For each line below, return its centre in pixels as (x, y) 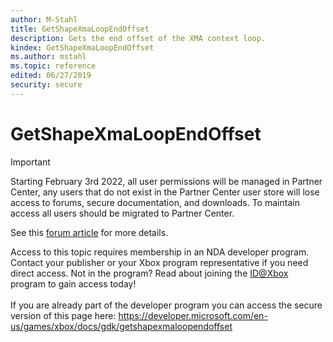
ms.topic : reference (53, 66)
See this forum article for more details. (89, 232)
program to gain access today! (73, 283)
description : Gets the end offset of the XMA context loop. (138, 38)
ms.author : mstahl (48, 57)
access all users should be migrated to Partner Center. (122, 213)
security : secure (46, 85)
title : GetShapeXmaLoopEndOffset (80, 29)
